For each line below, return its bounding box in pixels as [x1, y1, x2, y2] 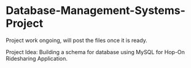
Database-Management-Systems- [6, 4, 185, 18]
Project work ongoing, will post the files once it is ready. [6, 36, 148, 44]
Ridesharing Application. [6, 55, 68, 62]
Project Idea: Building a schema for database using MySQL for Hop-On [6, 48, 185, 55]
